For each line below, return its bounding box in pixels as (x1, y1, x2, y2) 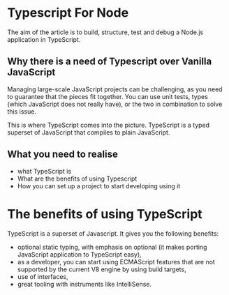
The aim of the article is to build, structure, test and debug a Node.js (7, 28, 204, 36)
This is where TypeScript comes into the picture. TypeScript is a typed (7, 121, 210, 129)
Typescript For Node (7, 5, 129, 21)
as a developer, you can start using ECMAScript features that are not (17, 257, 215, 266)
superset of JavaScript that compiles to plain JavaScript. (7, 128, 170, 137)
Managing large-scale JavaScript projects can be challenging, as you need (7, 85, 223, 93)
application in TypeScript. (7, 35, 81, 43)
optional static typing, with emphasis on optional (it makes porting (17, 243, 207, 251)
